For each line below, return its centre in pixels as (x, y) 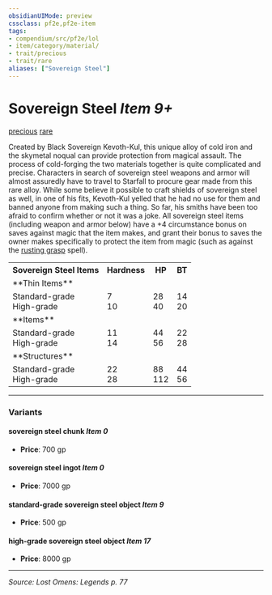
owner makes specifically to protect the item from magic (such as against (131, 241)
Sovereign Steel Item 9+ (91, 108)
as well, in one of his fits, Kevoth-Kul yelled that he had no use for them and (134, 198)
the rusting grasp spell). (48, 250)
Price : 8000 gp (45, 559)
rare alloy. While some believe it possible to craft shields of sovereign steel (133, 189)
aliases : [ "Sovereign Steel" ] (59, 69)
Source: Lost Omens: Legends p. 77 (68, 582)
